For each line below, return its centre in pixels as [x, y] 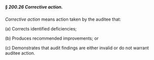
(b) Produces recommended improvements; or [52, 38]
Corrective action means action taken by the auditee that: [63, 19]
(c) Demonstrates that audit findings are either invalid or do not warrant [77, 48]
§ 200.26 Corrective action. [34, 7]
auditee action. [20, 53]
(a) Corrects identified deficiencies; [41, 29]
